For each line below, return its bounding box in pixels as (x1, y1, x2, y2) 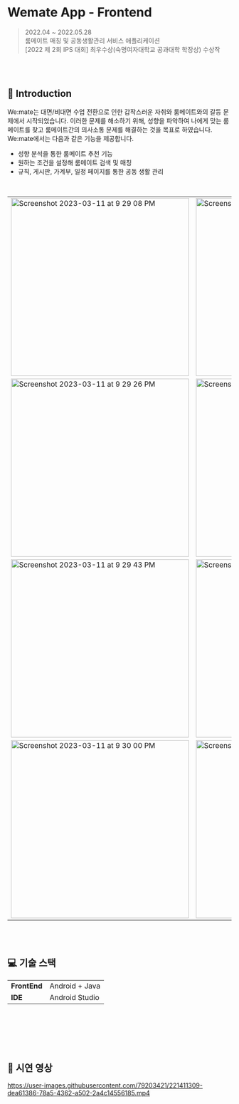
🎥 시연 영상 (7, 1062, 53, 1074)
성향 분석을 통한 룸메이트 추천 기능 (17, 149, 113, 157)
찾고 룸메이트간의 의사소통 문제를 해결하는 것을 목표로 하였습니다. (31, 125, 213, 134)
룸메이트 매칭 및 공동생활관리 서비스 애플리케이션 (24, 36, 160, 45)
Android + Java (49, 981, 101, 991)
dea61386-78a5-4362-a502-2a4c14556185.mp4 (7, 1089, 151, 1098)
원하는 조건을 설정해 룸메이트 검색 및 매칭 (17, 158, 132, 167)
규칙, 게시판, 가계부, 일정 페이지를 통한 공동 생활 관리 (17, 167, 164, 175)
